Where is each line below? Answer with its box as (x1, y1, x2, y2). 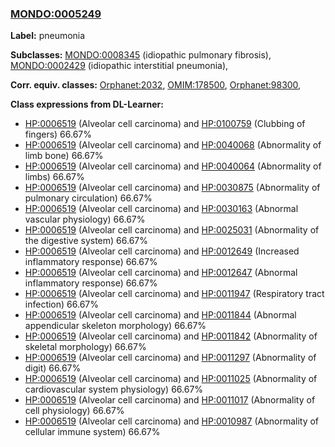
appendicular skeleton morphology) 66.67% (24, 320, 207, 332)
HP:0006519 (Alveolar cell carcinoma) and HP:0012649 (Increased (24, 245, 300, 257)
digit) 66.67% (24, 362, 82, 374)
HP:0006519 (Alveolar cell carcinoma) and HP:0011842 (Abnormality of (24, 330, 318, 342)
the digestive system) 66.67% (24, 235, 149, 247)
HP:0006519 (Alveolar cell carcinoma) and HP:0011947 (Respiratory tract (24, 288, 325, 300)
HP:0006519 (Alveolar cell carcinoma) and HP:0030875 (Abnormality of (24, 182, 321, 194)
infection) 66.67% (24, 298, 99, 311)
